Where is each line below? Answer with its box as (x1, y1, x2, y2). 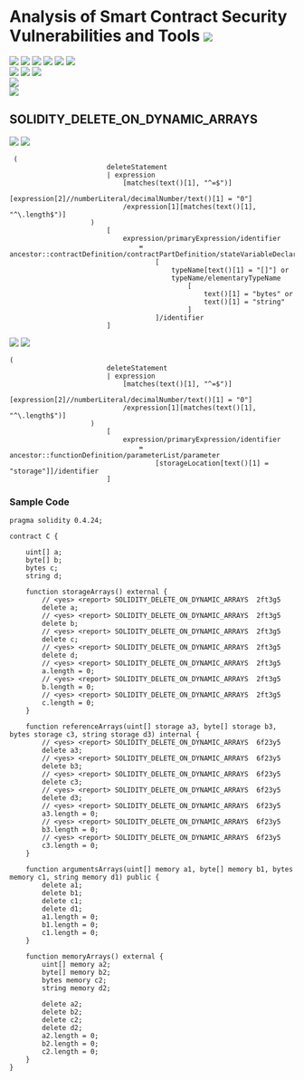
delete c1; (42, 897, 83, 906)
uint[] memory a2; (42, 960, 111, 969)
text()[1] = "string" (203, 297, 285, 306)
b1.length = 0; (42, 921, 100, 930)
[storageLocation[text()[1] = (155, 458, 270, 468)
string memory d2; (42, 984, 111, 993)
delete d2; (42, 1024, 83, 1033)
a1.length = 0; (42, 912, 100, 921)
